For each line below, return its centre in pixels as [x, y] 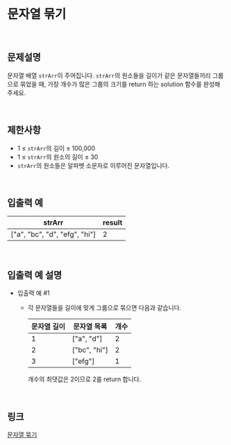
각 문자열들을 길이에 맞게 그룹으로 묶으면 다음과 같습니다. [104, 308]
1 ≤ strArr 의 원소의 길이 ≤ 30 [58, 157]
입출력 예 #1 [33, 293]
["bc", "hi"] [90, 350]
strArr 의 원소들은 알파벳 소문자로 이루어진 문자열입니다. [93, 165]
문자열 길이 [48, 326]
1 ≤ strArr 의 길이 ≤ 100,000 [56, 148]
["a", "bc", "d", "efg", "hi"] [53, 234]
